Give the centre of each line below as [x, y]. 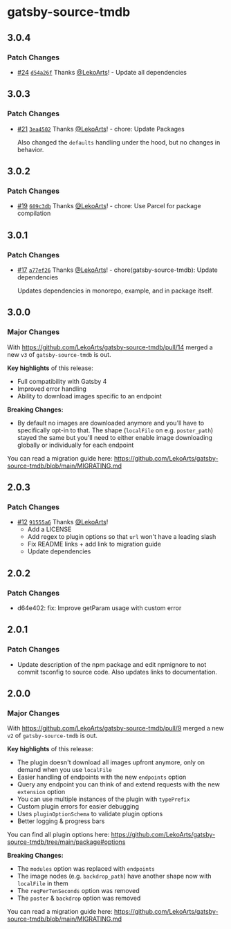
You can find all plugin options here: [58, 835]
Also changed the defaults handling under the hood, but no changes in [119, 142]
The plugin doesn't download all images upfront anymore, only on [111, 762]
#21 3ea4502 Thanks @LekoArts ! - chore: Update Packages [101, 129]
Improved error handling [52, 389]
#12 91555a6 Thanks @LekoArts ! [63, 522]
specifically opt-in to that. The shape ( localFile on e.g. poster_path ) [115, 430]
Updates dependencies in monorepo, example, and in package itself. [115, 291]
